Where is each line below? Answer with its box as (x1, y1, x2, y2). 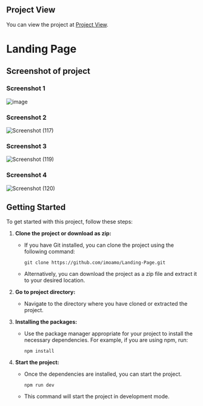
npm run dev (24, 382, 55, 388)
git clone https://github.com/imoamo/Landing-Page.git (24, 260, 165, 266)
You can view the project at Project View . (6, 21, 109, 28)
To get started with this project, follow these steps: (6, 218, 133, 226)
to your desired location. (24, 277, 85, 284)
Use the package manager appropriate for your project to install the (24, 330, 193, 338)
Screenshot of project (6, 66, 91, 76)
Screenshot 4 (6, 171, 47, 179)
